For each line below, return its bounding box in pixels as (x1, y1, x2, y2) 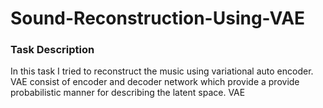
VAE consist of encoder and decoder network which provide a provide (10, 76, 300, 88)
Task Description (10, 43, 95, 57)
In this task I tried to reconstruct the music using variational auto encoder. (10, 65, 314, 77)
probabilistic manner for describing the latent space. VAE (10, 87, 246, 99)
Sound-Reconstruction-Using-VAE (10, 7, 306, 30)
